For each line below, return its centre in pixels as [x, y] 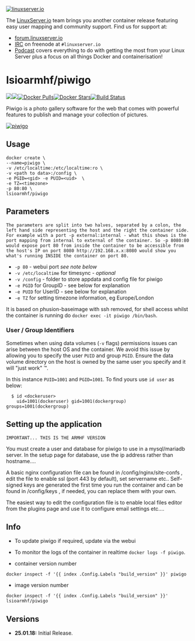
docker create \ [26, 158]
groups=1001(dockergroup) [37, 406]
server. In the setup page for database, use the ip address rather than [90, 455]
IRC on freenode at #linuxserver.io [58, 44]
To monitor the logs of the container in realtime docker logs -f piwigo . [100, 552]
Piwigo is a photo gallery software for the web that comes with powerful [93, 108]
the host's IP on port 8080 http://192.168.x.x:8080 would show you [91, 251]
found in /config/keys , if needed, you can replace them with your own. [91, 491]
